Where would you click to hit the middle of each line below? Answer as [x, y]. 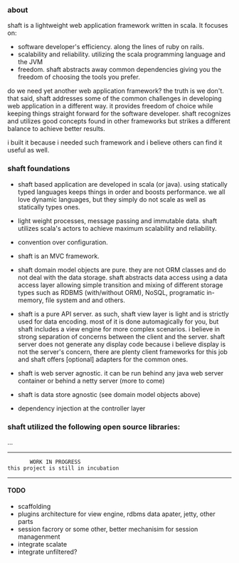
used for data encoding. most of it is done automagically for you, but [118, 321]
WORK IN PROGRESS [55, 462]
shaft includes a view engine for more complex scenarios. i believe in [119, 329]
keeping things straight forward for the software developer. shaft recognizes [119, 114]
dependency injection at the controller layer [81, 408]
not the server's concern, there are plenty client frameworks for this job [122, 351]
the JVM [30, 62]
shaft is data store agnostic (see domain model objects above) [109, 394]
